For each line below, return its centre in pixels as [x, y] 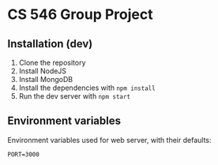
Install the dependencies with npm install [87, 88]
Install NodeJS [43, 71]
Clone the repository [52, 62]
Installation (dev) [50, 44]
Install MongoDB [46, 79]
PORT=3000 [24, 154]
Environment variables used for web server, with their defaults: [109, 140]
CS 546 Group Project [80, 15]
